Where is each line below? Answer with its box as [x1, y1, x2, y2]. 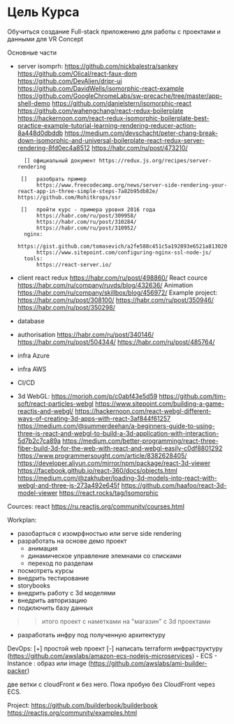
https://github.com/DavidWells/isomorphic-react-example [17, 84, 184, 92]
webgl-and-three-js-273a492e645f [17, 481, 120, 490]
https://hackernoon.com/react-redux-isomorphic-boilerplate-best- [17, 113, 210, 122]
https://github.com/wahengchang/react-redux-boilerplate [17, 106, 184, 115]
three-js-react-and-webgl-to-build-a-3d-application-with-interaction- [17, 429, 219, 437]
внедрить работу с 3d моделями [17, 588, 116, 597]
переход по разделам [27, 559, 93, 567]
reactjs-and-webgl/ [17, 406, 74, 415]
